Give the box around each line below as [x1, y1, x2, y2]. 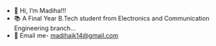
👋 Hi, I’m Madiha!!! [13, 7, 66, 14]
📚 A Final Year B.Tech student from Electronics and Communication [13, 14, 210, 22]
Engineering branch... [13, 24, 76, 32]
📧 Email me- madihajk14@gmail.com [13, 32, 118, 39]
